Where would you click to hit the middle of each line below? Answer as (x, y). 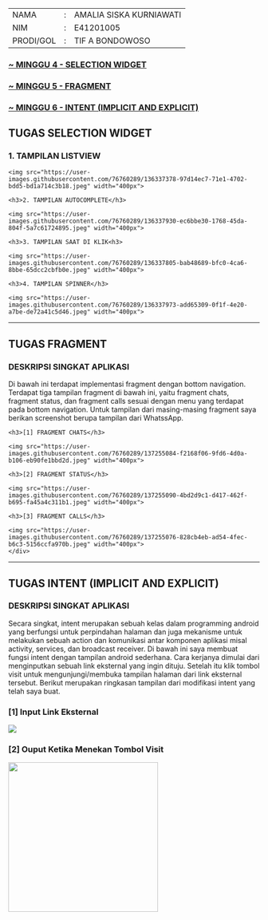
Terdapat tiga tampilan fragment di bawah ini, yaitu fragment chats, (119, 393)
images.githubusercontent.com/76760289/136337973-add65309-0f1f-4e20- (128, 305)
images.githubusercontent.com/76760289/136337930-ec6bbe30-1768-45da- (128, 221)
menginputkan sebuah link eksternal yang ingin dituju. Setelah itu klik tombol (134, 665)
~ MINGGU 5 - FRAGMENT (60, 85)
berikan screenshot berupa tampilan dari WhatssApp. (96, 418)
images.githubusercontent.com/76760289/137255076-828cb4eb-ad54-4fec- (128, 538)
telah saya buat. (35, 691)
